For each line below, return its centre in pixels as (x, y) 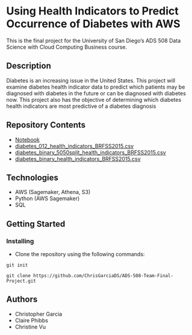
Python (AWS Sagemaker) (47, 199)
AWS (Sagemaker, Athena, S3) (53, 192)
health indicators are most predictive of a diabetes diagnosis (81, 106)
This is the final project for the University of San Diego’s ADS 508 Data (94, 40)
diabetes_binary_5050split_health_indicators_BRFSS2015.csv (91, 152)
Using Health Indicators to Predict (92, 11)
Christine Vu (30, 327)
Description (29, 66)
